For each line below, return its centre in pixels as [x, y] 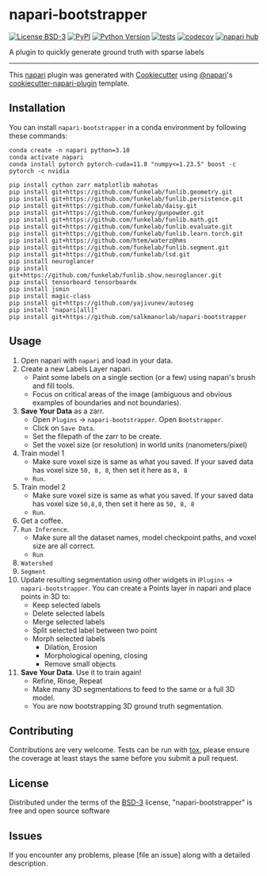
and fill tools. [53, 386]
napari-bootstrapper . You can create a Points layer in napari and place [136, 588]
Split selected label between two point [95, 630]
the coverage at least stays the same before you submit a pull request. [124, 759]
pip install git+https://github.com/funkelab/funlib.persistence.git [126, 199]
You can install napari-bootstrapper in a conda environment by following [128, 127]
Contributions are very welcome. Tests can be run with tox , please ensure [130, 750]
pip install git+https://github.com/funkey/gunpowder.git [107, 213]
